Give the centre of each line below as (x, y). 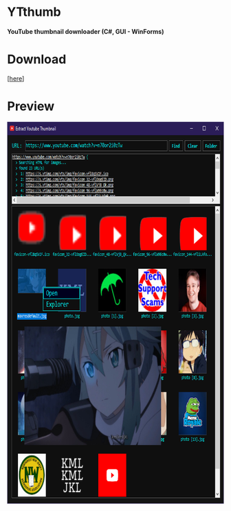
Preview (31, 106)
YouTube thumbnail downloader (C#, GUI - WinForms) (86, 31)
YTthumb (34, 12)
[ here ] (16, 78)
